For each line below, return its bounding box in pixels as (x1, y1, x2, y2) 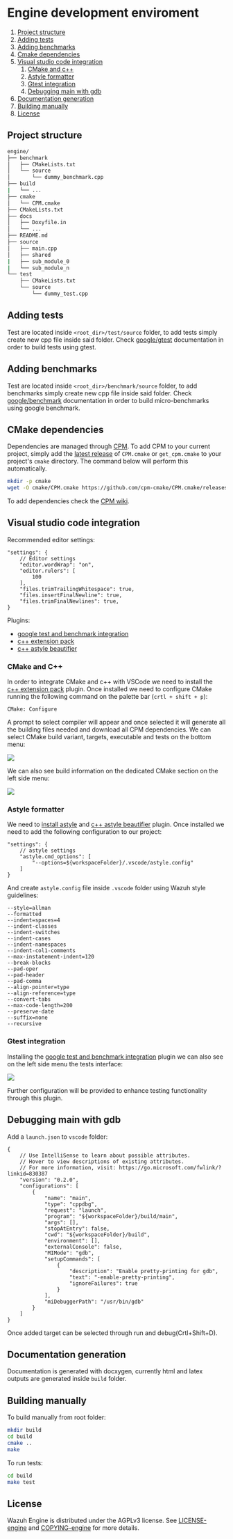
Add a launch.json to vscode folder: (7, 1132, 108, 1141)
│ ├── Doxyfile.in (7, 219, 67, 226)
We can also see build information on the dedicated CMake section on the (7, 767, 218, 775)
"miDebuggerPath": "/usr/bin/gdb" (44, 1298, 144, 1305)
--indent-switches (7, 929, 60, 936)
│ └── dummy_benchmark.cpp (7, 174, 104, 181)
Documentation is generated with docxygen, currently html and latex (7, 1367, 203, 1375)
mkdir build (7, 1427, 42, 1434)
